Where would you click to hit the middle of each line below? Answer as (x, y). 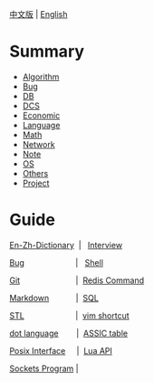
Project (36, 183)
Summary (47, 51)
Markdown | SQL (54, 297)
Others (35, 173)
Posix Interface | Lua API (61, 350)
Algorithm (41, 76)
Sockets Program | (44, 368)
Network (39, 144)
